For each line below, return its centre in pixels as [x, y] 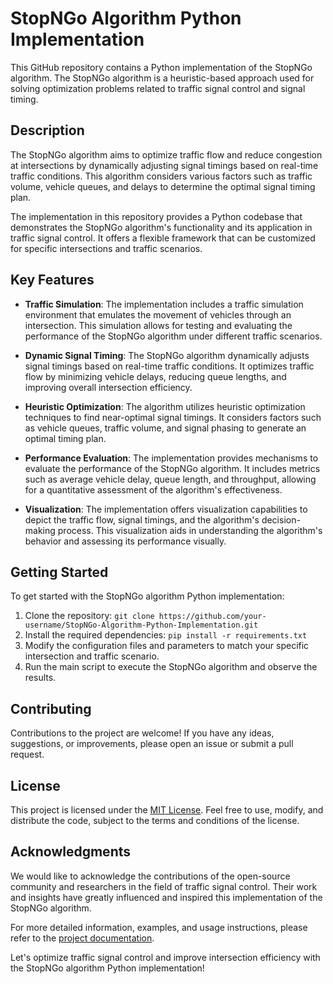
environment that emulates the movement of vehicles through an [158, 314]
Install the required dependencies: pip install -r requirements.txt [166, 635]
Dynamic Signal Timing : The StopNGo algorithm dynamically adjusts [167, 355]
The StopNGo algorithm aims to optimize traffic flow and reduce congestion [166, 154]
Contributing [51, 708]
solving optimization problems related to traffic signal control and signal [158, 88]
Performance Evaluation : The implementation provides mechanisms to [171, 458]
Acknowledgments [71, 852]
